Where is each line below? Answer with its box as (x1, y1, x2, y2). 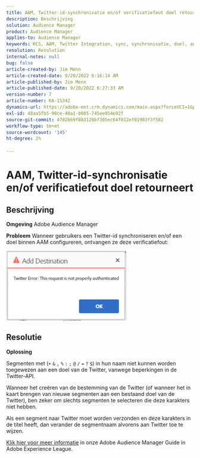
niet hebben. (6, 403, 37, 410)
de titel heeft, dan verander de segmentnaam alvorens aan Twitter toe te (6, 421, 183, 428)
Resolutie (6, 332, 42, 343)
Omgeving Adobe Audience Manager (6, 221, 98, 228)
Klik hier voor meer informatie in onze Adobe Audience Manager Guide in (6, 439, 186, 446)
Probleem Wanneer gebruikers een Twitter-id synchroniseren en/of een (6, 232, 182, 239)
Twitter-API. (6, 372, 36, 379)
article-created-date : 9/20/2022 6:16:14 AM (6, 72, 118, 79)
